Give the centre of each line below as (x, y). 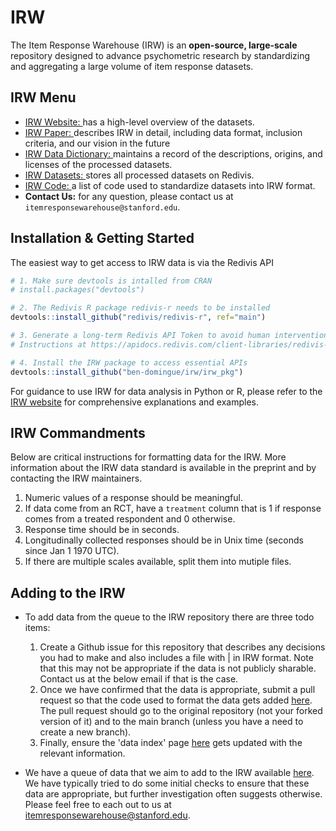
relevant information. (82, 753)
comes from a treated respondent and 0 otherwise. (130, 519)
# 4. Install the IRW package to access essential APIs (129, 362)
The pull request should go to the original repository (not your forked (181, 711)
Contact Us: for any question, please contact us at (129, 196)
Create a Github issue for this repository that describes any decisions (182, 647)
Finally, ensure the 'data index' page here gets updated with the (171, 743)
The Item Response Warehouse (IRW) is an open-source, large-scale (154, 45)
